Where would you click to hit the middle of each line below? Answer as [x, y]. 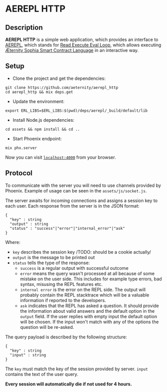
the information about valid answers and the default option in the [87, 311]
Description [24, 28]
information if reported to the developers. [63, 300]
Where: [13, 242]
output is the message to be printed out [53, 257]
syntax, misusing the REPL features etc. [61, 284]
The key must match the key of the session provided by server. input [77, 369]
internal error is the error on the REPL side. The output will [83, 289]
